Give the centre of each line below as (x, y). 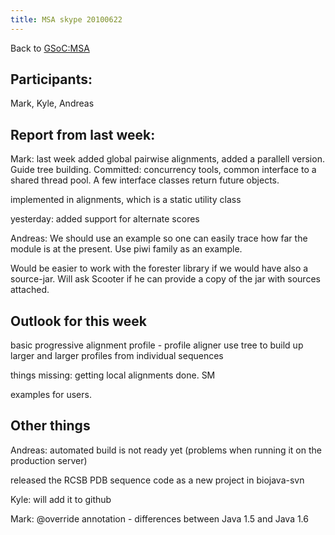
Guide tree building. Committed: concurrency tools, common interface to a (163, 170)
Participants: (51, 79)
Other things (50, 426)
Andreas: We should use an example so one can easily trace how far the (159, 238)
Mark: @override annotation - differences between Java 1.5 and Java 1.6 (159, 518)
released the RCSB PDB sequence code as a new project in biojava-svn (157, 480)
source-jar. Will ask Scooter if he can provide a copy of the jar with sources (165, 279)
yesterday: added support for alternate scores (105, 219)
